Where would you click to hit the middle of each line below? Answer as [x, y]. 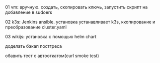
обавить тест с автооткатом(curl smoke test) [52, 56]
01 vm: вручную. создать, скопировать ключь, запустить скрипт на [77, 7]
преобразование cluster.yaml [36, 27]
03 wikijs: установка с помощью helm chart [51, 37]
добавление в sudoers [29, 12]
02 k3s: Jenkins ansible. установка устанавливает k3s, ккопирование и [80, 22]
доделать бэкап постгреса [34, 46]
